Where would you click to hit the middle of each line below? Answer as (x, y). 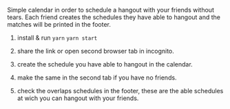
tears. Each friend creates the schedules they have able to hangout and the (114, 17)
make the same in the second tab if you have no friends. (97, 77)
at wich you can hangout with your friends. (78, 98)
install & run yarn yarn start (57, 38)
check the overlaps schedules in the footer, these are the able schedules (120, 91)
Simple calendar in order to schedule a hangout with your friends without (111, 10)
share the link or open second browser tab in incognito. (95, 51)
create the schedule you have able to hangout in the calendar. (105, 64)
